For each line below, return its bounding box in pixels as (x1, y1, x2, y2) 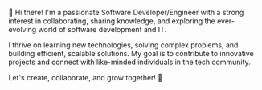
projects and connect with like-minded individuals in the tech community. (8, 57, 251, 67)
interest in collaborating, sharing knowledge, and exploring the (8, 16, 215, 26)
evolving (8, 25, 37, 34)
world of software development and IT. (38, 25, 167, 34)
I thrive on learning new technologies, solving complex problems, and (8, 40, 239, 50)
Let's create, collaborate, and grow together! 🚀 (8, 73, 163, 82)
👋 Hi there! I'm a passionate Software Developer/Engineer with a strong (8, 8, 244, 17)
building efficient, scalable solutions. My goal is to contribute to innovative (8, 49, 255, 58)
